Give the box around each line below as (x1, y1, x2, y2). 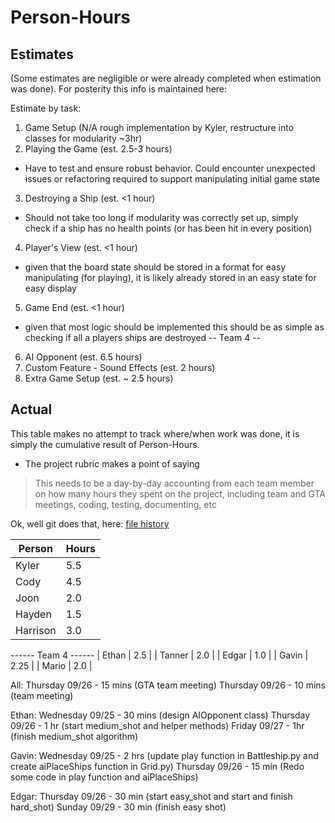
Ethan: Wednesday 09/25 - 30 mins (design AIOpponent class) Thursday (10, 709, 311, 721)
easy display (24, 282, 77, 294)
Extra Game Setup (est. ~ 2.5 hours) (24, 372, 174, 384)
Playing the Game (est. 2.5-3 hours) (24, 143, 173, 155)
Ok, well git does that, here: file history (10, 517, 170, 530)
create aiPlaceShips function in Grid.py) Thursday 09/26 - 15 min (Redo (10, 760, 305, 772)
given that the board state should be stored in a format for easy (24, 261, 287, 273)
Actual (10, 401, 53, 418)
